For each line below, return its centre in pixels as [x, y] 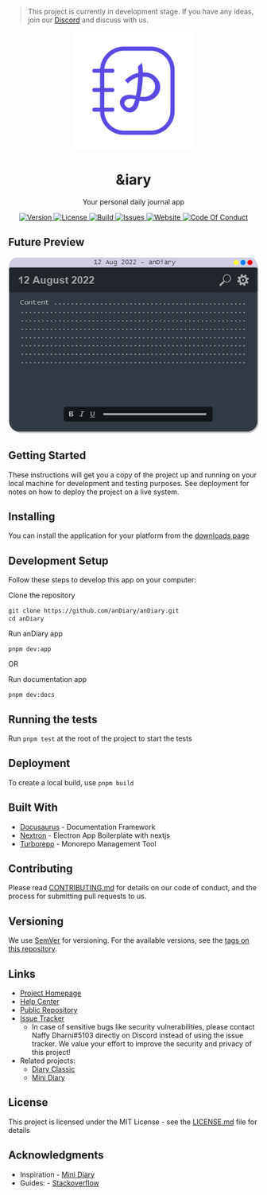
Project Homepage [50, 993]
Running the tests [53, 719]
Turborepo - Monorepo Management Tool [88, 843]
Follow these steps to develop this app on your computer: [103, 580]
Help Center [39, 1002]
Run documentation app [48, 679]
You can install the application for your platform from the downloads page [129, 535]
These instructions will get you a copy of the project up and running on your [132, 475]
